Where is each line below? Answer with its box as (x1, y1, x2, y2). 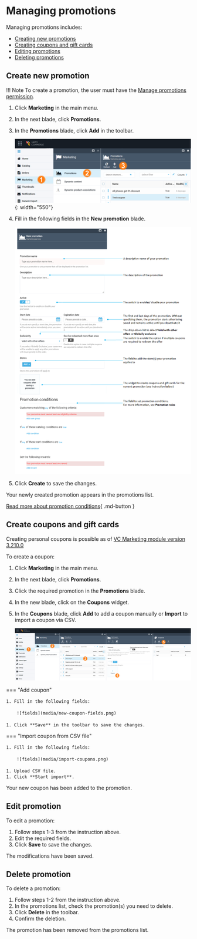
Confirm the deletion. (14, 915, 66, 923)
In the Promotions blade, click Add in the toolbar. (14, 127, 134, 134)
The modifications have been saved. (6, 852, 94, 859)
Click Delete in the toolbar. (14, 909, 79, 916)
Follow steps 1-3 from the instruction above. (14, 828, 121, 835)
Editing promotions (14, 47, 60, 54)
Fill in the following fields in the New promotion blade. (14, 215, 145, 222)
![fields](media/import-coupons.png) (16, 756, 109, 762)
